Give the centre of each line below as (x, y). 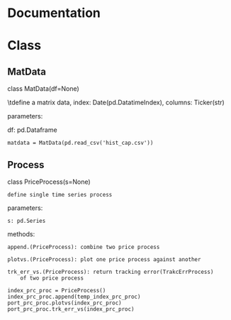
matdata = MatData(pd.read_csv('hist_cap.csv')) (80, 143)
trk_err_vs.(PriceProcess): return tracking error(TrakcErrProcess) (111, 272)
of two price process (52, 278)
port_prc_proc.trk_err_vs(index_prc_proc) (71, 309)
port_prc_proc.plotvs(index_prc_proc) (64, 303)
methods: (21, 234)
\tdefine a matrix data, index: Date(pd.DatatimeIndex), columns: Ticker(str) (116, 103)
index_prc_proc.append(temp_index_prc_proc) (74, 297)
